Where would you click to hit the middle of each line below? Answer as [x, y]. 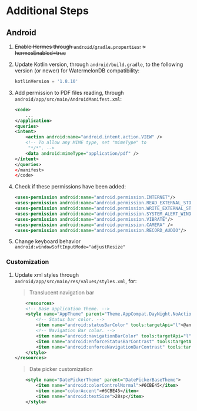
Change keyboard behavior [48, 241]
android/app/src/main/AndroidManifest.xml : [68, 99]
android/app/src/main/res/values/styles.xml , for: [76, 281]
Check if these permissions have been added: [70, 187]
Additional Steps [48, 11]
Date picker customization [61, 369]
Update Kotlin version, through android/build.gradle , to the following [99, 64]
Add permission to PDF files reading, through [69, 92]
